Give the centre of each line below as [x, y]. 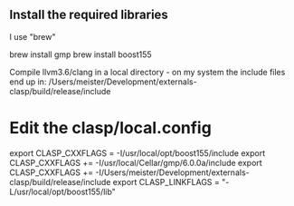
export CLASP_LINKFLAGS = [166, 181]
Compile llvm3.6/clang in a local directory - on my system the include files [147, 72]
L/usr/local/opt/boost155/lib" [62, 191]
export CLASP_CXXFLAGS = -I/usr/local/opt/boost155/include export [137, 152]
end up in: [28, 82]
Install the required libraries [89, 15]
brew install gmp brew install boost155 [81, 54]
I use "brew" [33, 36]
